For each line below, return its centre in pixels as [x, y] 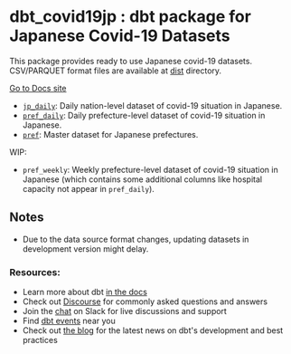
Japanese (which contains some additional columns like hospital [142, 179]
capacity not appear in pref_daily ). [89, 188]
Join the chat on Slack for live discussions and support [125, 311]
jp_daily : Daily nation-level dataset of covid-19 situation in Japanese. [152, 105]
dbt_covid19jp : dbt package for [130, 17]
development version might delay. [85, 249]
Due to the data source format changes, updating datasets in [136, 239]
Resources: [35, 272]
